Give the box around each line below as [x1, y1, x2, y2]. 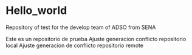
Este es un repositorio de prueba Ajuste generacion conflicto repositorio [5, 35, 187, 42]
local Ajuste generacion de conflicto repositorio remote [5, 42, 144, 49]
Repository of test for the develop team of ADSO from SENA [5, 24, 156, 31]
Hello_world [5, 4, 67, 18]
